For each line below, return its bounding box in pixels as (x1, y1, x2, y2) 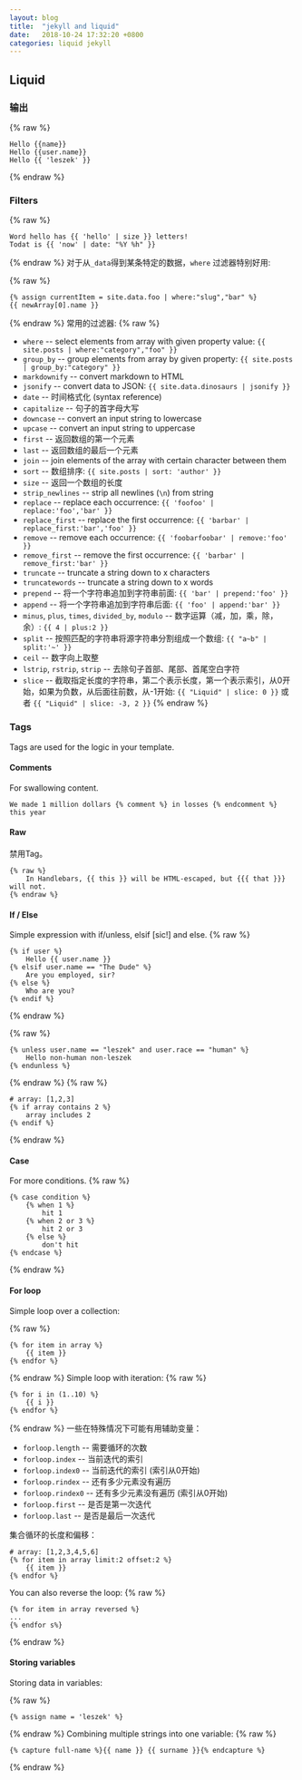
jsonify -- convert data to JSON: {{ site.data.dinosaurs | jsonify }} (22, 381, 291, 392)
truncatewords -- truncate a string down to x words (22, 577, 214, 588)
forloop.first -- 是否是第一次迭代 (22, 1498, 151, 1510)
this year (9, 808, 47, 817)
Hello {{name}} (9, 140, 67, 149)
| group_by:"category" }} (22, 364, 121, 373)
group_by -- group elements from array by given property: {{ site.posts (22, 354, 293, 365)
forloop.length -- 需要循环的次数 (22, 1442, 148, 1453)
